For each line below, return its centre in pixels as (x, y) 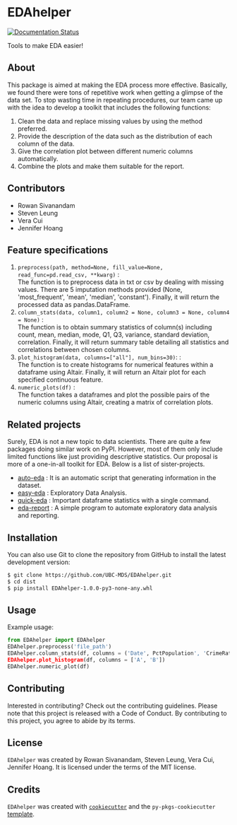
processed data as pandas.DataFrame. (74, 305)
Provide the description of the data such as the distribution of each (115, 136)
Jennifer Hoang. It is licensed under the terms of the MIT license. (102, 767)
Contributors (36, 188)
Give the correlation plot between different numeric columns (105, 151)
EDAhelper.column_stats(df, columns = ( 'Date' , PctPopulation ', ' (107, 654)
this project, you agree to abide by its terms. (71, 720)
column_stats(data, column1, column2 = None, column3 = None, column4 (123, 313)
